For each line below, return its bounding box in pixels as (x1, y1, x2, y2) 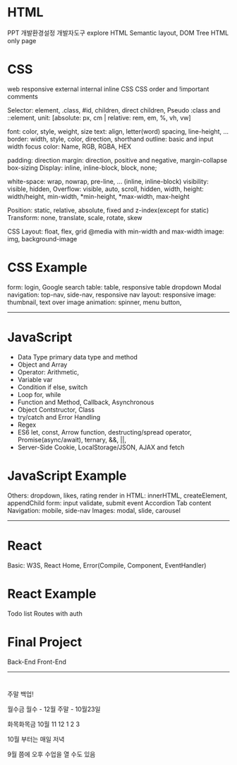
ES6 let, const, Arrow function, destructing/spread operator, (17, 427, 192, 436)
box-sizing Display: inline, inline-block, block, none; (7, 163, 157, 172)
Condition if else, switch (17, 383, 88, 391)
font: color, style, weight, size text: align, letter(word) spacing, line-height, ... (7, 127, 229, 135)
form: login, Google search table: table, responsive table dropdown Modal (7, 282, 221, 291)
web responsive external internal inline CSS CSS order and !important (7, 84, 209, 93)
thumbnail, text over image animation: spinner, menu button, (7, 298, 182, 306)
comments (7, 92, 39, 100)
